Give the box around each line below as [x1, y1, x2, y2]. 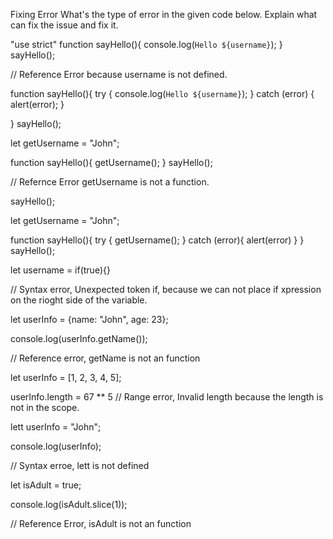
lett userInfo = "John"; [10, 421, 102, 433]
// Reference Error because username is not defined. [10, 69, 228, 80]
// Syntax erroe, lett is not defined [10, 460, 150, 471]
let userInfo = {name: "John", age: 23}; [10, 314, 169, 325]
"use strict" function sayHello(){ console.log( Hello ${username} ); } [10, 39, 283, 50]
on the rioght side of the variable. [10, 294, 148, 306]
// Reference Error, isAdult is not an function [10, 518, 192, 529]
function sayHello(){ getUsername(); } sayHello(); [10, 157, 213, 168]
